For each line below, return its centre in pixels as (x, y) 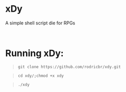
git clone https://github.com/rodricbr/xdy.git (69, 67)
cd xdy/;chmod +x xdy (41, 76)
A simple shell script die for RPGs (40, 23)
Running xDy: (34, 53)
